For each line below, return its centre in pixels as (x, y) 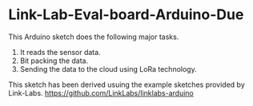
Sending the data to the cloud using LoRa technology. (108, 69)
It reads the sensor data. (60, 52)
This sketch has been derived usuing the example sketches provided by (127, 84)
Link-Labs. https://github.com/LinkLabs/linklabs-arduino (101, 92)
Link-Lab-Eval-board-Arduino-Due (126, 15)
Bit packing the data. (54, 61)
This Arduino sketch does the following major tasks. (94, 37)
